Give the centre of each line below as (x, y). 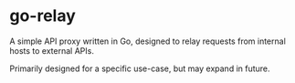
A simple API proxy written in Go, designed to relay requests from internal (147, 41)
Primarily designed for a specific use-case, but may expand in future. (140, 68)
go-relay (42, 16)
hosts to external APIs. (52, 50)
